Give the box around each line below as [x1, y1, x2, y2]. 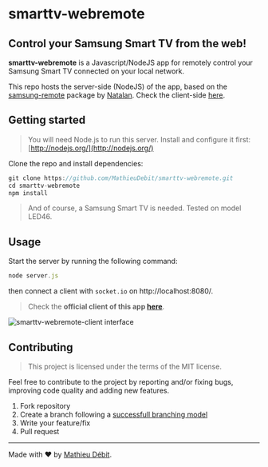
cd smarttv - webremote [8, 182, 81, 190]
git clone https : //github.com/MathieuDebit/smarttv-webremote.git [8, 174, 234, 182]
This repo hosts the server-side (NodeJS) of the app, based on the [8, 82, 227, 91]
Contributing [8, 341, 73, 354]
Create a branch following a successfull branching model [19, 409, 208, 419]
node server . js [8, 272, 59, 280]
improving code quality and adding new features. [8, 385, 170, 395]
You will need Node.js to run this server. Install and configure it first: [27, 134, 251, 144]
